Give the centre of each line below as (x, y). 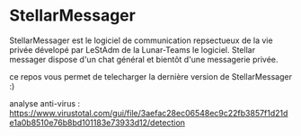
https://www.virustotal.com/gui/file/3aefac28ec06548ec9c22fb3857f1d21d (149, 113)
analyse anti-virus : (45, 103)
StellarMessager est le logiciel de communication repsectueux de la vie (141, 40)
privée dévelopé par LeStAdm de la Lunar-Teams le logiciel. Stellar (133, 49)
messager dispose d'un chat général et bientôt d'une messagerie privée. (144, 59)
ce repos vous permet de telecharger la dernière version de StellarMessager (150, 76)
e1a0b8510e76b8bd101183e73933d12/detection (97, 123)
